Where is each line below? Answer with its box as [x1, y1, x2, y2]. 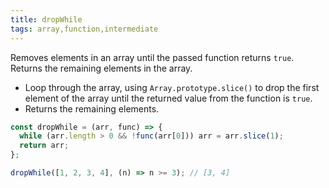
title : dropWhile [10, 14, 83, 25]
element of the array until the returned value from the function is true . [24, 92, 313, 104]
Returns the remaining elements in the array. [10, 62, 193, 74]
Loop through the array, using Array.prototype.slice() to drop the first [24, 81, 320, 93]
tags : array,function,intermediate [10, 24, 159, 34]
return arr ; [19, 141, 70, 151]
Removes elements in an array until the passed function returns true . [10, 51, 295, 63]
